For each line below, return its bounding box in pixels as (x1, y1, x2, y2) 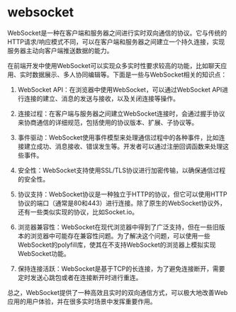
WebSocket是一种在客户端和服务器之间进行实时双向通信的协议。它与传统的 (7, 28, 227, 37)
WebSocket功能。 (17, 249, 71, 257)
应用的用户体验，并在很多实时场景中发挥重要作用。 (7, 297, 157, 306)
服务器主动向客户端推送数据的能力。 (7, 46, 113, 55)
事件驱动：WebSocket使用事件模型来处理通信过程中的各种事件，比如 (17, 133, 220, 142)
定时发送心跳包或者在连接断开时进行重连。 (17, 273, 142, 282)
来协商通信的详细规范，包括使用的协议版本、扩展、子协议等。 (17, 118, 198, 126)
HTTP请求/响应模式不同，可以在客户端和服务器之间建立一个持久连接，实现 (7, 37, 225, 46)
